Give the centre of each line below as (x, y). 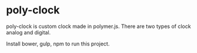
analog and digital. (29, 32)
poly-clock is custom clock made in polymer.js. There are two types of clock (98, 26)
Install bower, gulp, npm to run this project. (58, 44)
